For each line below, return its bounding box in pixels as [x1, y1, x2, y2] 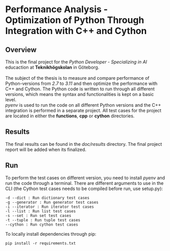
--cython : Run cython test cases [5, 222, 79, 227]
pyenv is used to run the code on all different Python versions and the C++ [5, 102, 161, 108]
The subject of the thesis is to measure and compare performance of [5, 75, 150, 81]
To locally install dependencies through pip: [5, 231, 96, 237]
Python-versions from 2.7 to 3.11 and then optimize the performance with [5, 80, 158, 86]
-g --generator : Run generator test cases [5, 200, 99, 205]
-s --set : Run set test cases [5, 213, 72, 218]
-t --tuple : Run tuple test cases [5, 217, 81, 223]
